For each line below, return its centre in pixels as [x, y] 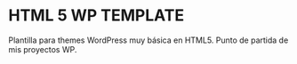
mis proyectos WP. [43, 49]
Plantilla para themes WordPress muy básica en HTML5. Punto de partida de [148, 40]
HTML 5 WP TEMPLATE [96, 16]
